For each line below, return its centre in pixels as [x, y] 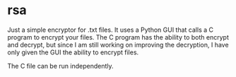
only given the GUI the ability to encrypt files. [73, 52]
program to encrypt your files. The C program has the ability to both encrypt [118, 37]
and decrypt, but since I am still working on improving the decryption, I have [118, 45]
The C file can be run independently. [61, 66]
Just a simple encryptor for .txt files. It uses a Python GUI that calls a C [111, 30]
